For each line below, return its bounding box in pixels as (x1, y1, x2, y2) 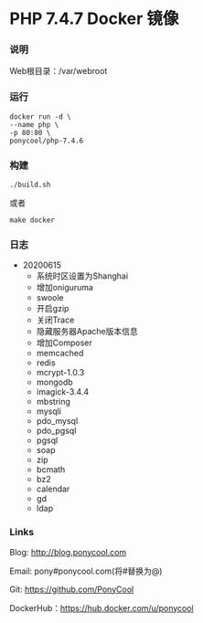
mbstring (36, 396, 71, 407)
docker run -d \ (9, 111, 71, 121)
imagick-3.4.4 (36, 386, 90, 397)
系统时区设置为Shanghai (36, 270, 129, 281)
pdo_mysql (36, 416, 79, 427)
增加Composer (36, 337, 93, 348)
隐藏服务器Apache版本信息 (36, 326, 139, 337)
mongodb (36, 376, 73, 388)
